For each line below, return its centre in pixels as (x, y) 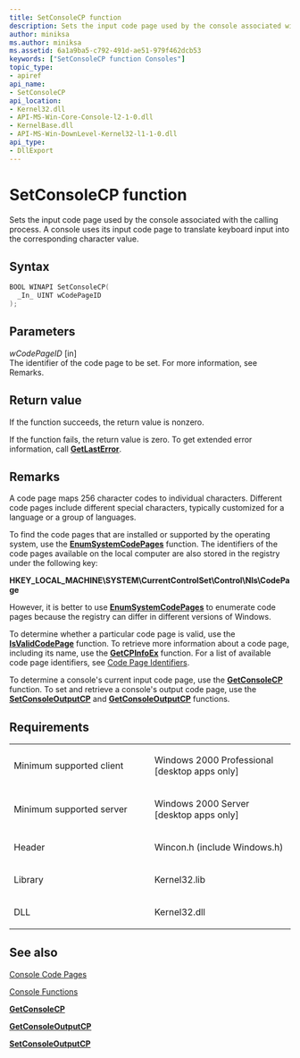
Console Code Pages (48, 974)
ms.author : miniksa (46, 42)
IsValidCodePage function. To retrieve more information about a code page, (149, 644)
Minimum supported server (71, 809)
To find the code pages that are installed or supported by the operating (140, 535)
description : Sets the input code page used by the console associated (145, 26)
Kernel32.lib (180, 880)
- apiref (25, 76)
